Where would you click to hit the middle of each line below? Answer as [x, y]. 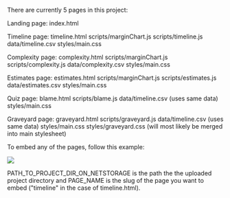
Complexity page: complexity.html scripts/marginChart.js [88, 57]
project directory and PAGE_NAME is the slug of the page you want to [106, 180]
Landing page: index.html [43, 23]
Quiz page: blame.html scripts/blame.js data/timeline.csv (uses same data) [113, 98]
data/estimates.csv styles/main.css [57, 85]
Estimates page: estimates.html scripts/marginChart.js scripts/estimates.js [112, 78]
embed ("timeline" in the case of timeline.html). [74, 188]
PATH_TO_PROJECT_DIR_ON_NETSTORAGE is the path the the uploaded [110, 173]
